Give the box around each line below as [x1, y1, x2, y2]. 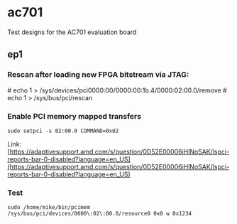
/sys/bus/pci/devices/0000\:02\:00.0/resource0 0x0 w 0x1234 [7, 210, 192, 218]
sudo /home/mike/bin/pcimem [7, 204, 91, 211]
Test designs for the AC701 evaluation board [7, 28, 137, 36]
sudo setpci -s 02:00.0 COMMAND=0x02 [7, 127, 119, 134]
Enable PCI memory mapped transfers [7, 111, 142, 121]
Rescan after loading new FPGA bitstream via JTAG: [7, 70, 189, 80]
